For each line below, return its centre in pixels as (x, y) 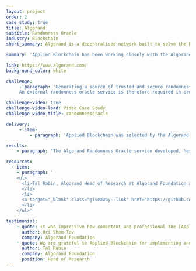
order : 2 (17, 17)
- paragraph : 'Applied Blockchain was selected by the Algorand (109, 135)
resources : (19, 162)
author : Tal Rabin (44, 248)
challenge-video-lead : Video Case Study (56, 108)
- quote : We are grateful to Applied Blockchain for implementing (99, 243)
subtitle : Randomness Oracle (41, 33)
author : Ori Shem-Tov (48, 232)
